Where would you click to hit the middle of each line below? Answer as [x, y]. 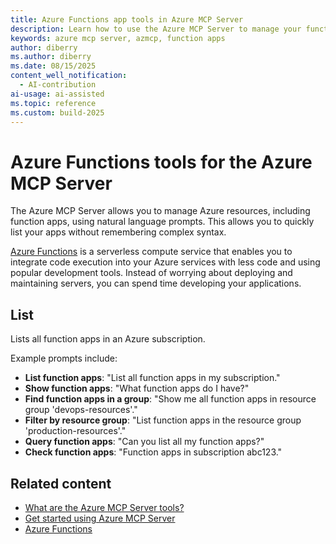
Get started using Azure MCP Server [100, 518]
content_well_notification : [69, 76]
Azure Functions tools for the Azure [161, 162]
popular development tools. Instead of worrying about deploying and [151, 273]
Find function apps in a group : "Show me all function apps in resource [170, 399]
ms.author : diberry [51, 57]
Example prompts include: [64, 358]
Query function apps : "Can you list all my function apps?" [144, 442]
